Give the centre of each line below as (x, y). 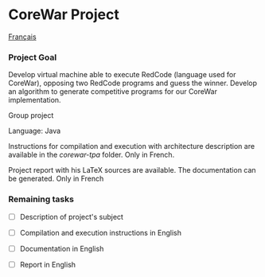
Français (23, 37)
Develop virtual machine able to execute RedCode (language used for (122, 75)
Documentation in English (62, 248)
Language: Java (35, 131)
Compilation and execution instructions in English (100, 232)
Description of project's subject (71, 217)
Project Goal (33, 57)
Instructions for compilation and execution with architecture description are (132, 146)
